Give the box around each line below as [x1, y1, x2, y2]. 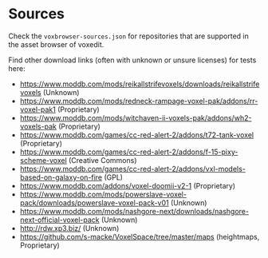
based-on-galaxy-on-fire [19, 173, 103, 182]
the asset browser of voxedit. [8, 39, 104, 49]
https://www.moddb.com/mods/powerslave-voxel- [19, 189, 187, 199]
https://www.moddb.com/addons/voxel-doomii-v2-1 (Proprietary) [19, 181, 236, 190]
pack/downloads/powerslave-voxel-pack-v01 [19, 197, 169, 208]
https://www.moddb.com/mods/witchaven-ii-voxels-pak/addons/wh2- [19, 113, 252, 122]
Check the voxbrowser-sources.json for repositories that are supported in [8, 31, 249, 41]
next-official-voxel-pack [19, 215, 100, 224]
